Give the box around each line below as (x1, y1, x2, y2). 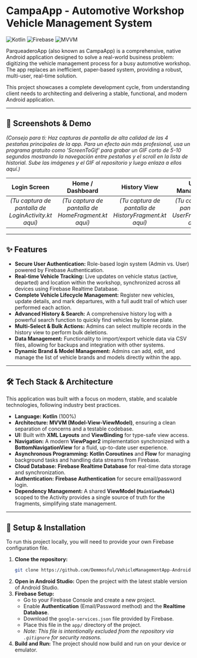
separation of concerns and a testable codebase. (14, 425, 134, 432)
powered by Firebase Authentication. (14, 266, 104, 273)
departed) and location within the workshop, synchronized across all (14, 279, 181, 286)
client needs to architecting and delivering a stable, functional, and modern (6, 90, 188, 97)
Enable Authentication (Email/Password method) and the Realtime (23, 603, 186, 610)
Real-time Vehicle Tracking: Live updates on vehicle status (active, (14, 273, 178, 280)
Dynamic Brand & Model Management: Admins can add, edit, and (14, 347, 175, 354)
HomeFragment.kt (57, 211, 108, 219)
